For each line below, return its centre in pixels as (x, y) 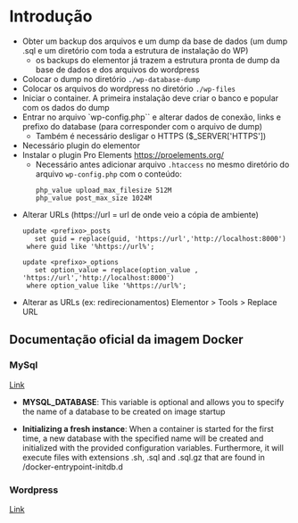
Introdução (51, 17)
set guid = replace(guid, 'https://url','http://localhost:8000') (161, 238)
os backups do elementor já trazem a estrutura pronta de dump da (157, 60)
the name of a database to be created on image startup (124, 411)
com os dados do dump (66, 107)
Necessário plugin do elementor (81, 145)
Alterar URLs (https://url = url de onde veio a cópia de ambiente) (140, 214)
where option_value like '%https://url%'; (107, 286)
